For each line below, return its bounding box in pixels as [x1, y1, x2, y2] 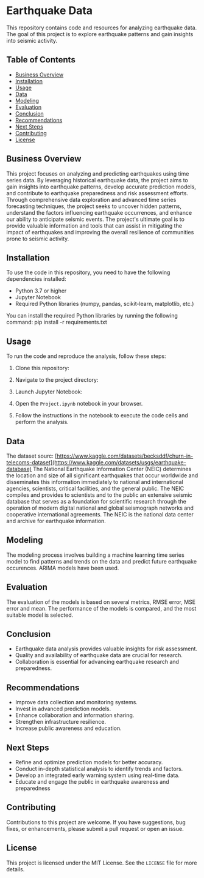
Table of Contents [6, 54, 76, 65]
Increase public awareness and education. [15, 724, 122, 732]
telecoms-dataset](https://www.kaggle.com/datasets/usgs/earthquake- [6, 459, 187, 466]
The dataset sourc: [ [6, 452, 57, 459]
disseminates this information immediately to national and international [6, 478, 184, 485]
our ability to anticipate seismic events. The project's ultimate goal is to [6, 215, 185, 223]
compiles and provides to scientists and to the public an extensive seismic [6, 491, 192, 499]
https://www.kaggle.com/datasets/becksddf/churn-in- [57, 452, 194, 459]
